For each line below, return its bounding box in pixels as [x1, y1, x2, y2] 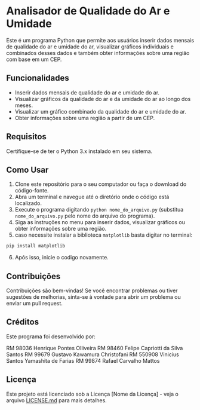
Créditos [6, 317, 39, 327]
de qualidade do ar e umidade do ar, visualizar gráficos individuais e [6, 43, 174, 50]
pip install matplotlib [6, 243, 66, 249]
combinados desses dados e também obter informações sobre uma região [6, 49, 190, 56]
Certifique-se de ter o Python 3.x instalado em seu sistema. [6, 148, 153, 155]
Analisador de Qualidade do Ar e [6, 4, 170, 18]
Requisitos [6, 131, 47, 142]
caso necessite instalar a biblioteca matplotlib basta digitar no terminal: [14, 231, 193, 238]
